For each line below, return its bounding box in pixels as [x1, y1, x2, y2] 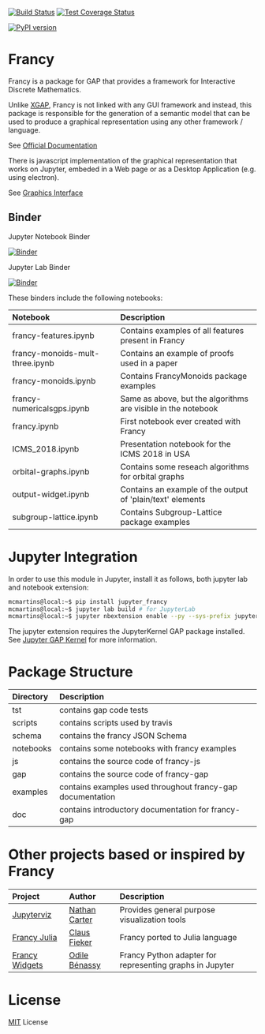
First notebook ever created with [120, 415, 241, 426]
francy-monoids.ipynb [12, 375, 96, 386]
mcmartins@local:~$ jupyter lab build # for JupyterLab [8, 605, 196, 613]
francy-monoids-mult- [12, 347, 100, 358]
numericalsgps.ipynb [12, 403, 90, 414]
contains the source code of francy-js [58, 756, 201, 767]
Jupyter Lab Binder [8, 262, 71, 272]
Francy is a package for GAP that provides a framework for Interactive [8, 76, 236, 86]
